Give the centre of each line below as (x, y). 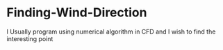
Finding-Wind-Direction (77, 13)
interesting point (30, 38)
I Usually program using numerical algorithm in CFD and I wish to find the (111, 32)
